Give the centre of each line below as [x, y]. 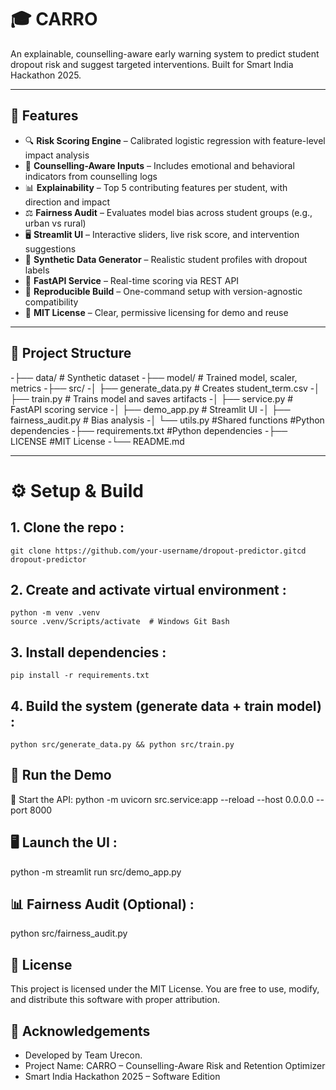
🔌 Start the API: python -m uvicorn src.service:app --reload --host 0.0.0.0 [162, 799]
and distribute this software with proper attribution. [115, 1000]
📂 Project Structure [71, 353]
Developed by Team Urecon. [83, 1055]
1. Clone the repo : [67, 527]
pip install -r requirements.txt [80, 676]
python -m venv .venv [55, 613]
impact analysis [57, 155]
